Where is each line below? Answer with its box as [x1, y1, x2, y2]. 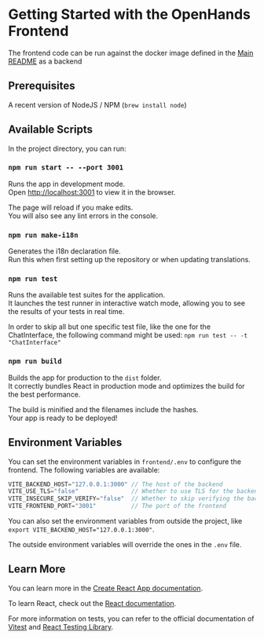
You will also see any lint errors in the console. [8, 210, 159, 221]
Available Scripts [8, 123, 93, 137]
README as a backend [8, 57, 82, 66]
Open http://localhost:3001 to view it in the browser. [8, 187, 176, 197]
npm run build [8, 357, 62, 366]
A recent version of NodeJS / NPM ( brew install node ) [8, 100, 187, 109]
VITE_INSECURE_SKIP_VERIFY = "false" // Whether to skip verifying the [8, 495, 244, 503]
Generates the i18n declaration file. [8, 246, 121, 256]
